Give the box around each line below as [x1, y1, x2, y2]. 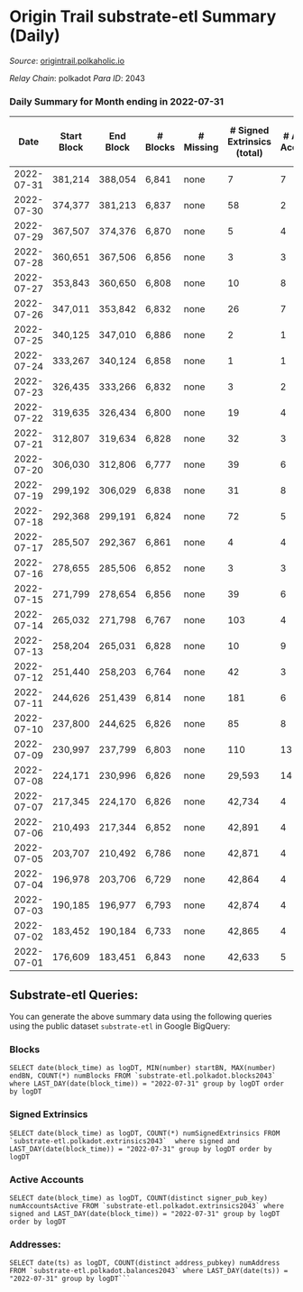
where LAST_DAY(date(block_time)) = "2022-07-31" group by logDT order [9, 1079, 284, 1088]
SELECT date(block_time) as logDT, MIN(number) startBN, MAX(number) [9, 1064, 277, 1073]
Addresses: [9, 1238, 61, 1251]
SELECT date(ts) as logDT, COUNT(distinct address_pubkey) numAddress [9, 1259, 280, 1268]
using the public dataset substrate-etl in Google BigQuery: [9, 1021, 231, 1031]
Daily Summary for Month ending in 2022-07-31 [9, 95, 224, 107]
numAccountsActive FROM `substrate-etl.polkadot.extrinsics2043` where [9, 1201, 284, 1210]
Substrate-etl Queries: [9, 987, 139, 1003]
